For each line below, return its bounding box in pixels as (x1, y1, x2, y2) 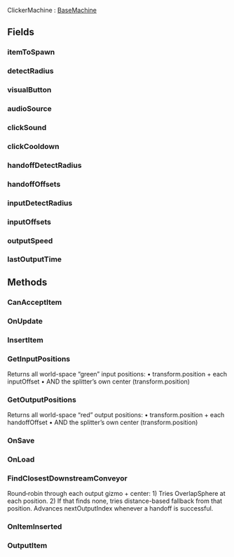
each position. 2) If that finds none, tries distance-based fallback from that (7, 497, 223, 505)
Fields (7, 26, 35, 38)
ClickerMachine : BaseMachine (7, 6, 97, 14)
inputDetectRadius (7, 198, 73, 208)
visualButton (7, 85, 52, 95)
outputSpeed (7, 235, 53, 245)
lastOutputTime (7, 254, 62, 264)
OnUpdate (7, 316, 43, 326)
